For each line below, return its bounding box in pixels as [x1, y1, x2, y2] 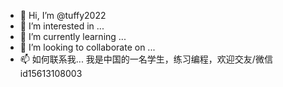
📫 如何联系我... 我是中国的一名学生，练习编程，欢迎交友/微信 [19, 53, 273, 65]
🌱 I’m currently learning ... [19, 31, 127, 42]
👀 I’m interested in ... [19, 20, 105, 32]
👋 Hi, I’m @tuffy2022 [19, 10, 107, 21]
